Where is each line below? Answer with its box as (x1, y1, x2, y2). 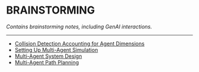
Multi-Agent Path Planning (14, 58, 79, 66)
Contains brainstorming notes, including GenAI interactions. (6, 23, 152, 30)
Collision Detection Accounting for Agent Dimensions (14, 40, 145, 47)
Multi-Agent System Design (14, 53, 82, 60)
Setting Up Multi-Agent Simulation (14, 46, 98, 53)
